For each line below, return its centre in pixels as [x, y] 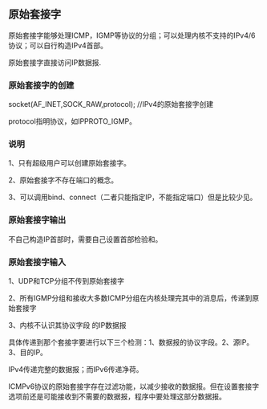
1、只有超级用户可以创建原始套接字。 [69, 163]
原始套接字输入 [37, 262]
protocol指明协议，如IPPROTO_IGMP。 [72, 121]
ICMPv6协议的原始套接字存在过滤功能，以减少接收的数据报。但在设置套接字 [134, 387]
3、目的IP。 [28, 352]
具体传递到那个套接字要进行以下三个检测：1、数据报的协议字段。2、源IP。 [131, 342]
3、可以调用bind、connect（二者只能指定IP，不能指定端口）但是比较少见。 [133, 197]
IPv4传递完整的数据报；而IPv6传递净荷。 [76, 369]
